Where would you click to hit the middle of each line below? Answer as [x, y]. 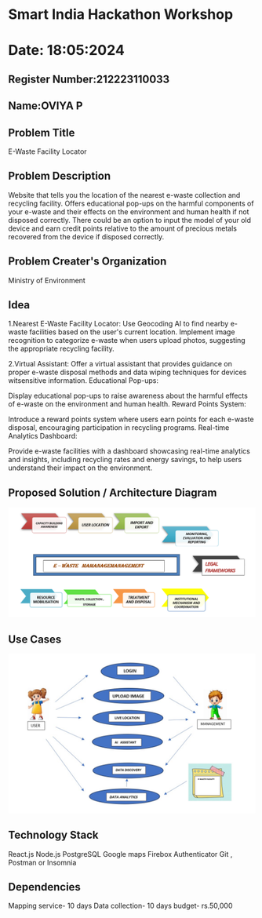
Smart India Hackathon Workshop [121, 15]
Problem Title [42, 132]
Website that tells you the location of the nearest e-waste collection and [124, 195]
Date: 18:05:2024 [67, 51]
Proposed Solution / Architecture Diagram [113, 492]
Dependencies [44, 887]
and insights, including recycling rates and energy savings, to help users [125, 460]
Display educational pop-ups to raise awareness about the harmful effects [128, 396]
